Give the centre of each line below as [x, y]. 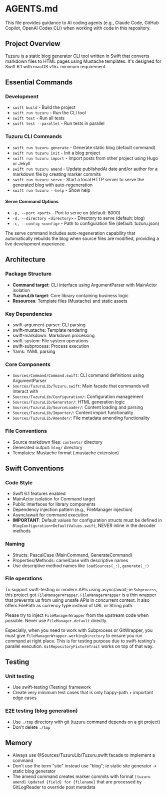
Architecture [25, 260]
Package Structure [28, 274]
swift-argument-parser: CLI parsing [49, 325]
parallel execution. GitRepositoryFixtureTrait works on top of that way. [79, 646]
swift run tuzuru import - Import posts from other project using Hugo [85, 158]
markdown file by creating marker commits [56, 174]
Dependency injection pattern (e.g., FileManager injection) [72, 509]
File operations [24, 579]
